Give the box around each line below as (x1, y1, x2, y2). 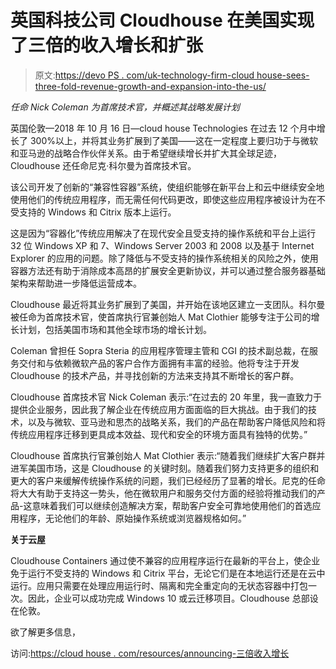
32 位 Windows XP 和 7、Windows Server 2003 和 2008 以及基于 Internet (10, 239, 315, 251)
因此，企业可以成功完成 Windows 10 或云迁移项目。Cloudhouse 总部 (27, 592, 310, 604)
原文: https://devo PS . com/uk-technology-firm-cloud (34, 69, 255, 81)
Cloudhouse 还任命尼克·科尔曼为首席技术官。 (10, 159, 197, 171)
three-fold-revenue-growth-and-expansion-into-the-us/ (34, 80, 267, 92)
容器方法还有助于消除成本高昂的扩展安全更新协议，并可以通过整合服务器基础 (10, 264, 326, 276)
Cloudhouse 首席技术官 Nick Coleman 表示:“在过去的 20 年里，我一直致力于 (10, 391, 323, 403)
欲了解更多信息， (10, 626, 81, 638)
